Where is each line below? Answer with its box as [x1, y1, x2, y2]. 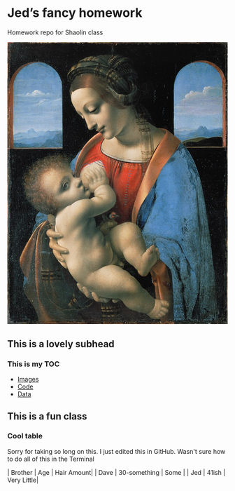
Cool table [7, 431, 43, 441]
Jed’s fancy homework [7, 5, 143, 21]
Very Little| [7, 476, 39, 484]
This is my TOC [7, 359, 60, 369]
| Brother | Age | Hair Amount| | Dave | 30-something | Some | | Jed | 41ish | [7, 468, 226, 476]
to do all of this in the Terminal [7, 455, 94, 463]
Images [17, 375, 39, 384]
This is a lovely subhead [7, 338, 115, 350]
